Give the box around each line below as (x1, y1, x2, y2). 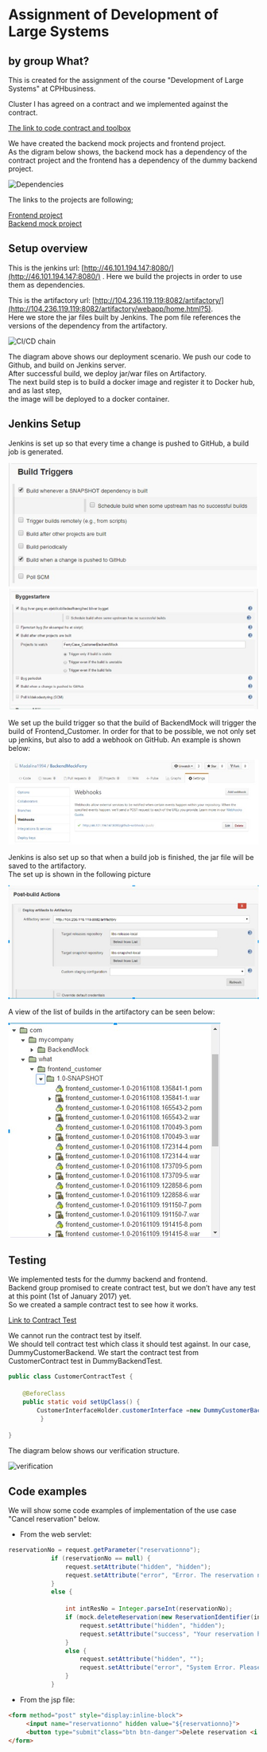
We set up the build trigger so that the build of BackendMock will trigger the (8, 718, 257, 728)
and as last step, (8, 385, 62, 395)
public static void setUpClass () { (22, 1397, 141, 1406)
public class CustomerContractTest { (8, 1373, 133, 1381)
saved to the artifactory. (8, 861, 87, 870)
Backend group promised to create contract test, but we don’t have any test (8, 1283, 256, 1293)
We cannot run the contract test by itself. (8, 1331, 142, 1341)
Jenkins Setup (8, 417, 81, 431)
